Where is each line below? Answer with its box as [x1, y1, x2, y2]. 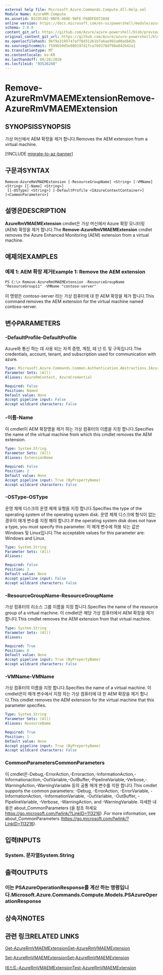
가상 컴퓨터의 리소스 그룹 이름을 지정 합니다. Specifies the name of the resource [5, 604, 158, 610]
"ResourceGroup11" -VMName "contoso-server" [5, 284, 97, 289]
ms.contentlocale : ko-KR [5, 52, 55, 57]
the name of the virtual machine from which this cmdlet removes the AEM [5, 431, 152, 437]
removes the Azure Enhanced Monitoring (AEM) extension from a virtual [5, 232, 149, 238]
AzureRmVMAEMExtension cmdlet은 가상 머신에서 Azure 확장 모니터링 [5, 220, 145, 226]
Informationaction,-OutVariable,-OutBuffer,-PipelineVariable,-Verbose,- [5, 776, 147, 782]
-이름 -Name [5, 414, 33, 421]
